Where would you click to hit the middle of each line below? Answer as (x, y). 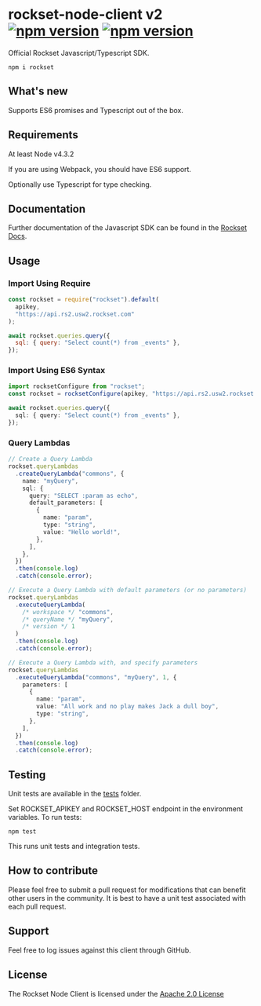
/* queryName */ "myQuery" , (68, 619)
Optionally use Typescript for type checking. (80, 184)
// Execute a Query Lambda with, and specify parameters (103, 662)
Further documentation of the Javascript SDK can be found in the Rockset (127, 228)
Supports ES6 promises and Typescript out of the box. (96, 110)
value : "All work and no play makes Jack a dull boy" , (128, 707)
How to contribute (53, 871)
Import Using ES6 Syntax (57, 371)
